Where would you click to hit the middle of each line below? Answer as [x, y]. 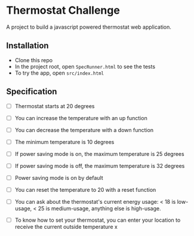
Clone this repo [33, 60]
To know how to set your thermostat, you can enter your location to [98, 220]
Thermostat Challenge [63, 10]
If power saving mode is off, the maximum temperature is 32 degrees [100, 165]
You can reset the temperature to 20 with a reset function [85, 190]
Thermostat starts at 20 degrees [55, 106]
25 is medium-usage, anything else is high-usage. [99, 209]
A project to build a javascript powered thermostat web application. [89, 27]
